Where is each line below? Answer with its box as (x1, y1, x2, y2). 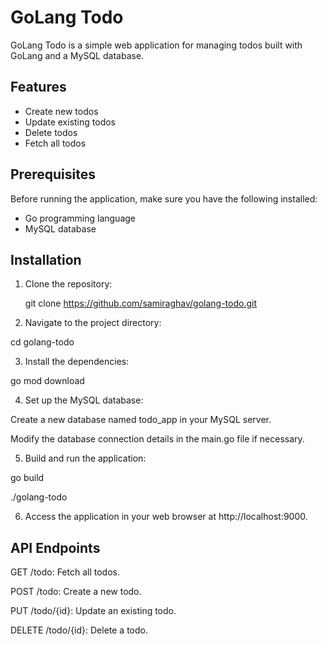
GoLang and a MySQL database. (10, 49, 145, 61)
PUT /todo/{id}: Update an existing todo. (10, 605, 177, 617)
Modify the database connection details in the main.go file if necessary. (10, 433, 305, 445)
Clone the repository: (24, 278, 113, 290)
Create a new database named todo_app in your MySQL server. (10, 414, 272, 426)
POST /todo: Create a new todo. (10, 586, 142, 598)
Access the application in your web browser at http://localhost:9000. (24, 511, 308, 523)
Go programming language (24, 212, 137, 224)
